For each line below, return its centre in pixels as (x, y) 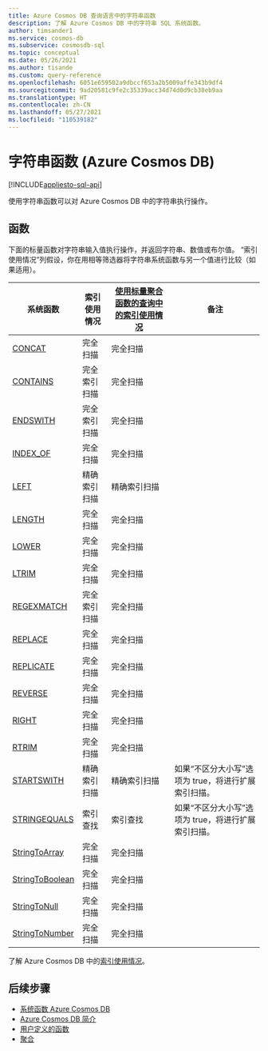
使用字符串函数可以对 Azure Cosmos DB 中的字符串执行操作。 (110, 201)
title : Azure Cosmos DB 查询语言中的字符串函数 (82, 16)
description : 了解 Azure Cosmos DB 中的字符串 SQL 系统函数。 (106, 23)
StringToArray (38, 852)
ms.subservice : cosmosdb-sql (57, 46)
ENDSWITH (34, 420)
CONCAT (29, 348)
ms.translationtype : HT (48, 98)
